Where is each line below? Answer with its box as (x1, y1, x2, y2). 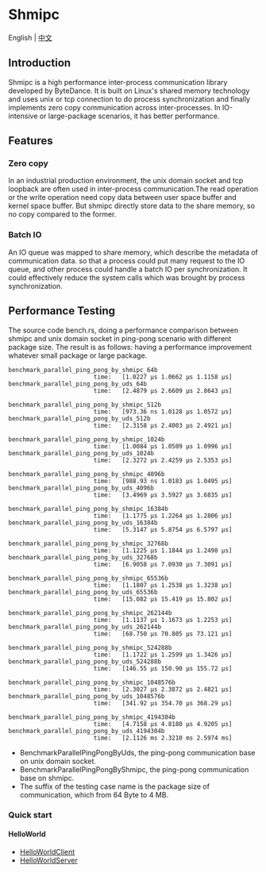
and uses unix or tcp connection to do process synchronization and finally (8, 94, 251, 104)
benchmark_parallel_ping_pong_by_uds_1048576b (8, 692, 165, 700)
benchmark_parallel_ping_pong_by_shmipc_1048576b (8, 678, 176, 686)
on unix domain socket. (19, 756, 97, 766)
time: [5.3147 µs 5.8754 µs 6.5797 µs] (93, 525, 233, 533)
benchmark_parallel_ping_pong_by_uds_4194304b (8, 727, 165, 735)
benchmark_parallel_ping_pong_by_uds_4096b (8, 484, 155, 492)
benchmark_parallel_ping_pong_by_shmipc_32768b (8, 540, 169, 547)
